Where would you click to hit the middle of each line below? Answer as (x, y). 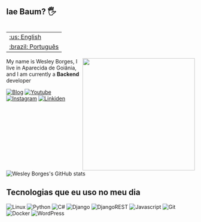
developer (19, 80)
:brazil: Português (34, 47)
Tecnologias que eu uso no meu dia (73, 192)
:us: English (25, 37)
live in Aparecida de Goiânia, (41, 68)
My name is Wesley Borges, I (42, 61)
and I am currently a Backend (43, 74)
